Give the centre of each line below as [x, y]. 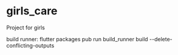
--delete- [161, 39]
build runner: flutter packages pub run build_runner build [77, 39]
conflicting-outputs [30, 45]
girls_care [32, 11]
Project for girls [26, 27]
